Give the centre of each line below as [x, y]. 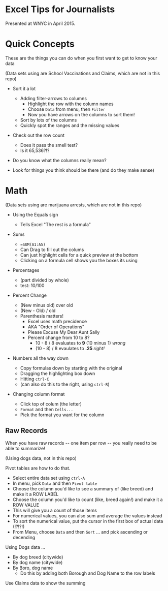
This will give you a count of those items [55, 510]
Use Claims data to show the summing [45, 583]
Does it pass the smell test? [49, 145]
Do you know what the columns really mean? [59, 160]
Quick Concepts [40, 44]
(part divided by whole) [45, 280]
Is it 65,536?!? [35, 150]
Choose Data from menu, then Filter [66, 109]
